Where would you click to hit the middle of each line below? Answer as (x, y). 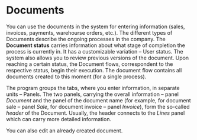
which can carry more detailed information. (59, 119)
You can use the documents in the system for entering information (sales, (96, 26)
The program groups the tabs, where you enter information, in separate (93, 88)
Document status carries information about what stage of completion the (96, 45)
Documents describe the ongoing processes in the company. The (86, 39)
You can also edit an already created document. (64, 131)
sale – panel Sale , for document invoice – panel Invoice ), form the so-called (98, 106)
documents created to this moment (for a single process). (76, 76)
